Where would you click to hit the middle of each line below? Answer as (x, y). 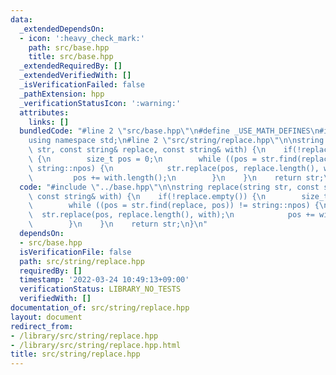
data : (21, 19)
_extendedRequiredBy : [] (71, 66)
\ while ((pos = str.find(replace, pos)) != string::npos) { (174, 206)
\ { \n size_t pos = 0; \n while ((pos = (142, 159)
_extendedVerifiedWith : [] (75, 76)
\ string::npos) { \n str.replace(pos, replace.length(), (174, 168)
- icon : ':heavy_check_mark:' (82, 38)
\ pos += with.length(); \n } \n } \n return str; (176, 177)
